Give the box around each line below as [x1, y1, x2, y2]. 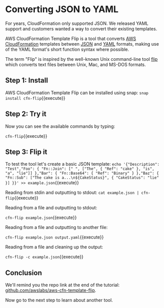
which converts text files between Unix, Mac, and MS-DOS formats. [5, 61, 146, 67]
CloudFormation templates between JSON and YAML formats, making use [5, 41, 159, 47]
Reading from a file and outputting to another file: [5, 224, 108, 230]
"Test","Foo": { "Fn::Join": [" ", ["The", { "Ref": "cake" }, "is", [5, 166, 155, 172]
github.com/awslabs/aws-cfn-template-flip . [5, 287, 96, 293]
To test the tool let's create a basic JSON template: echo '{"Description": [5, 161, 160, 167]
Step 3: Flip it [5, 147, 47, 156]
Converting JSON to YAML [5, 4, 119, 15]
